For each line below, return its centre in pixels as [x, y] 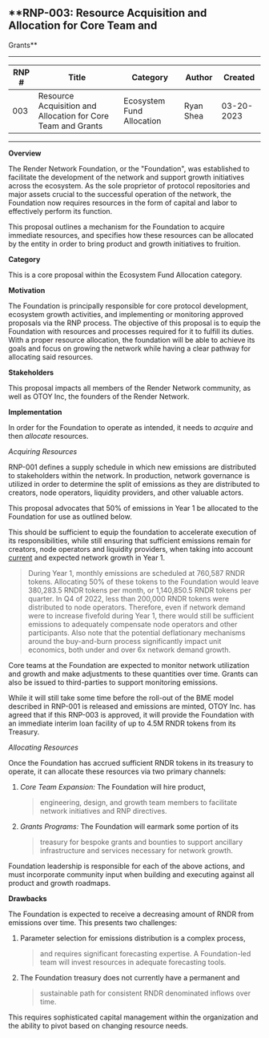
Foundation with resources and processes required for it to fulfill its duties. [131, 331]
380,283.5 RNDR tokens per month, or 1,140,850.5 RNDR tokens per [139, 590]
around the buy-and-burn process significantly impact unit [124, 641]
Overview [25, 153]
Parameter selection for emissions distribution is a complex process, [132, 938]
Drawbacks [28, 898]
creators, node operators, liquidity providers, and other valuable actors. [126, 493]
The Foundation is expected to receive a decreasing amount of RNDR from [131, 914]
